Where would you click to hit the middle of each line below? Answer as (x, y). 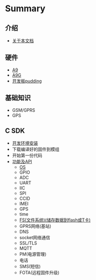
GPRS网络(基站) (35, 226)
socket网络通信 (35, 238)
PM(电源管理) (33, 254)
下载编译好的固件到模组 (36, 149)
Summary (25, 9)
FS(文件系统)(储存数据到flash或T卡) (55, 220)
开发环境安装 (25, 143)
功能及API (22, 162)
